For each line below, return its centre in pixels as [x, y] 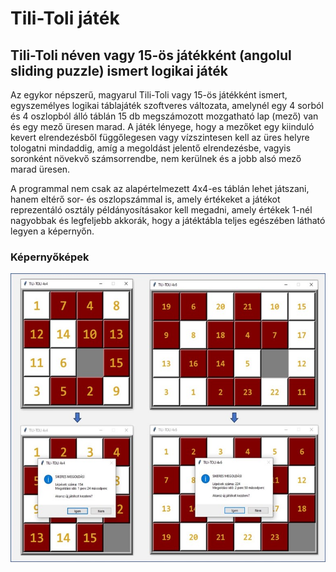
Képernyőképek [50, 257]
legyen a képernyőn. [52, 231]
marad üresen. [40, 169]
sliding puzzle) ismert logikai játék [119, 70]
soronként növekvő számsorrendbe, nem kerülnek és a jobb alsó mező [156, 158]
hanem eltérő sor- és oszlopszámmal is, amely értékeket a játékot [145, 199]
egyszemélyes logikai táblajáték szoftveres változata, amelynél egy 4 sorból [167, 105]
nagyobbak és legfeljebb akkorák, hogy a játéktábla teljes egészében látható [168, 220]
